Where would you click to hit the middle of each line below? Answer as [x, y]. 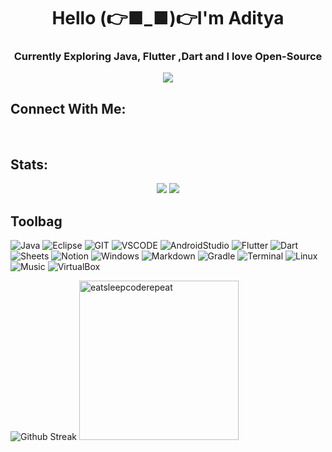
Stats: [29, 164]
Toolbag [36, 221]
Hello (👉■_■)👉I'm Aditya [168, 18]
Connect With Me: [68, 108]
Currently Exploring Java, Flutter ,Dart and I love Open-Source [168, 57]
